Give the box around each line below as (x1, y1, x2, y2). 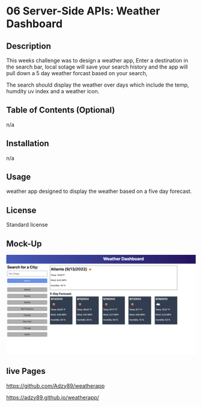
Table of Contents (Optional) (6, 105, 115, 115)
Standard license (6, 221, 48, 228)
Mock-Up (6, 239, 42, 249)
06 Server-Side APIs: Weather (6, 4, 161, 18)
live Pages (6, 366, 46, 376)
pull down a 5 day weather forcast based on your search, (6, 70, 148, 76)
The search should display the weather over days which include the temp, (6, 81, 189, 88)
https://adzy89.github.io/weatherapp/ (6, 394, 99, 401)
